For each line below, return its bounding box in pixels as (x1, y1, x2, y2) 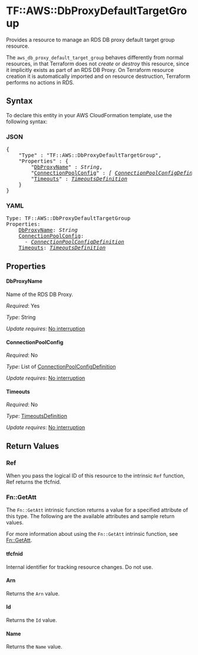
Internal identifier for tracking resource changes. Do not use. (6, 563, 153, 570)
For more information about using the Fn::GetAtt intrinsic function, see (6, 531, 179, 538)
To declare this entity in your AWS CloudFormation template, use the (6, 111, 172, 119)
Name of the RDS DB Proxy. (6, 291, 74, 298)
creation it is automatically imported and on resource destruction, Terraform (6, 73, 190, 80)
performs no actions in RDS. (6, 78, 75, 86)
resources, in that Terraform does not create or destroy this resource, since (6, 60, 190, 67)
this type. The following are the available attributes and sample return (6, 513, 175, 520)
